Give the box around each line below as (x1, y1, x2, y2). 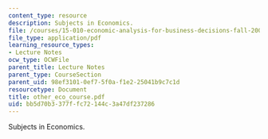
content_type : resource (8, 11, 88, 20)
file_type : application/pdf (8, 33, 102, 42)
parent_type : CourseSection (8, 71, 102, 79)
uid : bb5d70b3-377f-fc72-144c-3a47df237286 (8, 100, 156, 108)
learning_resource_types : (8, 41, 94, 49)
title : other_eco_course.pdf (8, 93, 105, 101)
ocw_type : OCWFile (8, 56, 69, 64)
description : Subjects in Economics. (8, 19, 134, 27)
